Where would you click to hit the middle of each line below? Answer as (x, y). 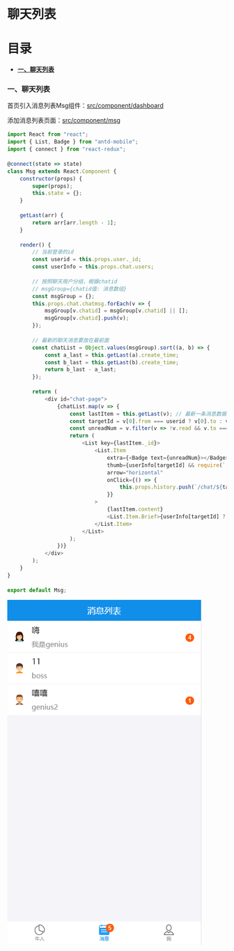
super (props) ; (53, 186)
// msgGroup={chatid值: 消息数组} (80, 289)
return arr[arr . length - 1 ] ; (75, 223)
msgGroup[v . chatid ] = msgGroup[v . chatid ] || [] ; (116, 311)
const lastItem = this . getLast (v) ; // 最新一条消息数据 (148, 414)
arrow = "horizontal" (135, 472)
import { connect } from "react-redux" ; (67, 149)
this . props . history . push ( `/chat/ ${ (171, 487)
